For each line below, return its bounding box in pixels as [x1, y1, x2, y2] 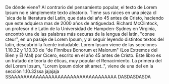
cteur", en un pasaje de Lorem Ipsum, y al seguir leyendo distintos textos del [5, 36, 164, 42]
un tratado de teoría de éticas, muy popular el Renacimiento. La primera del [5, 58, 162, 63]
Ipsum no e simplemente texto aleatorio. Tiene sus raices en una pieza [5, 10, 152, 16]
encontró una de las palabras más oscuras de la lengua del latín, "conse [5, 31, 155, 37]
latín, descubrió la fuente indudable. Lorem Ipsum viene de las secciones [5, 42, 157, 47]
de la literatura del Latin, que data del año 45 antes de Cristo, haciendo [16, 15, 164, 21]
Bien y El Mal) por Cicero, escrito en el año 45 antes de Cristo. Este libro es [5, 52, 161, 58]
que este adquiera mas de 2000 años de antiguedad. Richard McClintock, [5, 20, 159, 26]
